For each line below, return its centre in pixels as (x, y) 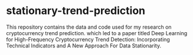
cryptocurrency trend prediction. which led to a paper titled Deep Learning (97, 33)
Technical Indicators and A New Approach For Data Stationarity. (84, 46)
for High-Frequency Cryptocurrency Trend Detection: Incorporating (88, 39)
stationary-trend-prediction (76, 11)
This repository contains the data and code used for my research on (89, 27)
